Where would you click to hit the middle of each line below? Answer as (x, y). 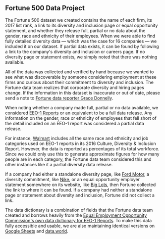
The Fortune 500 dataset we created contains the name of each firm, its (79, 20)
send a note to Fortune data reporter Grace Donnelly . (59, 98)
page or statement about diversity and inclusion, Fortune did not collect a (80, 195)
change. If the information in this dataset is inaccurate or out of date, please (82, 93)
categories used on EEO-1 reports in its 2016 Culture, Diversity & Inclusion (81, 143)
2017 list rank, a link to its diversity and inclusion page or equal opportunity (82, 25)
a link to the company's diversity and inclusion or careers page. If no (75, 51)
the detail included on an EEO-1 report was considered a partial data (75, 123)
